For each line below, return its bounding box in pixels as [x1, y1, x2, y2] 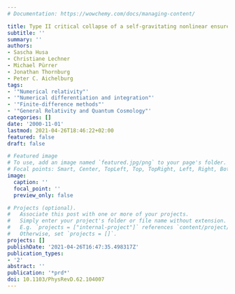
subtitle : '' [7, 29, 45, 36]
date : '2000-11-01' [7, 120, 64, 127]
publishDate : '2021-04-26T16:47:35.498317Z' [7, 243, 139, 251]
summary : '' [7, 36, 42, 43]
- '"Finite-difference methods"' [7, 101, 105, 108]
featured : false [7, 134, 55, 141]
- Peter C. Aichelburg [7, 75, 73, 82]
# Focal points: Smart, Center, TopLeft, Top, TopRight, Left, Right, [7, 166, 218, 173]
